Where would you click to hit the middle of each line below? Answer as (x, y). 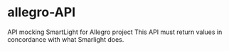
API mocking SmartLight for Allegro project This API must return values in (115, 32)
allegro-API (42, 12)
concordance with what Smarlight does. (66, 39)
